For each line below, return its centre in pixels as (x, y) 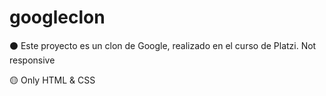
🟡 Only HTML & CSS (52, 80)
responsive (32, 60)
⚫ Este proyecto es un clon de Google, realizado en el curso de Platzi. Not (163, 45)
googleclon (57, 17)
